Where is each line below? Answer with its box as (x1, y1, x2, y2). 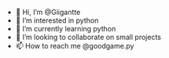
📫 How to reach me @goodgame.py (15, 42, 134, 50)
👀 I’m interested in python (15, 16, 99, 25)
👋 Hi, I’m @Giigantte (15, 8, 81, 16)
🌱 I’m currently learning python (15, 24, 116, 33)
